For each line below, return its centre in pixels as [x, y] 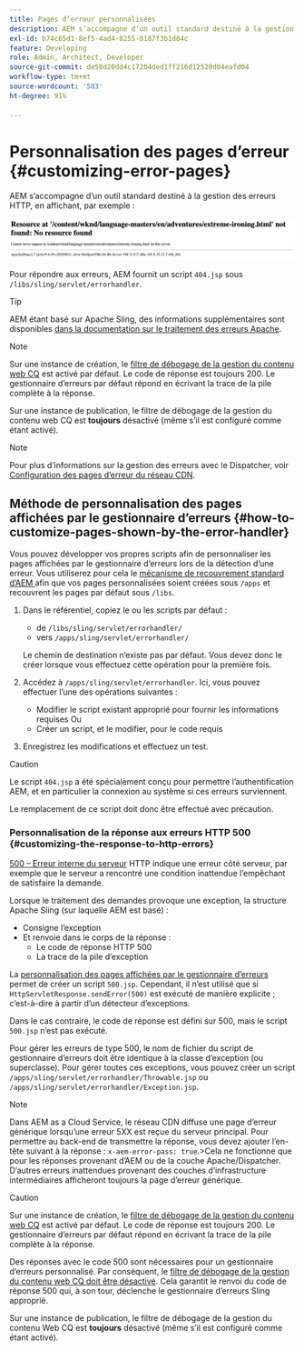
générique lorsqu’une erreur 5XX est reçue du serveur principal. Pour [139, 1132]
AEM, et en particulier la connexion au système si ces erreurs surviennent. [148, 792]
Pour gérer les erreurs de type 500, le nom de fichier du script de [132, 1048]
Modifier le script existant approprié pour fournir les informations [157, 710]
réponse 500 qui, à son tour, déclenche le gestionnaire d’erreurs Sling [140, 1291]
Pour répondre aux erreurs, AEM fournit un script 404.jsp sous [126, 275]
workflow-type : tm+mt [50, 77]
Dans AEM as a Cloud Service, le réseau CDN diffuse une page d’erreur [143, 1122]
